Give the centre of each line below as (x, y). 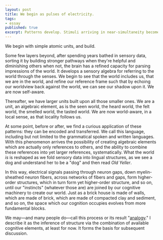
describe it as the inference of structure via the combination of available (77, 223)
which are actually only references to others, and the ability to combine (76, 147)
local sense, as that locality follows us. (43, 117)
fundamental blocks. (25, 208)
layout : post (18, 10)
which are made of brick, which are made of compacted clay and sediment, (81, 198)
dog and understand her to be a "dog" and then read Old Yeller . (68, 162)
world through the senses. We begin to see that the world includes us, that (80, 76)
